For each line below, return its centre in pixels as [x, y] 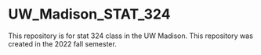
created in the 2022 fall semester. [63, 43]
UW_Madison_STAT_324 [89, 14]
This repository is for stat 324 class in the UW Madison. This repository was [130, 36]
